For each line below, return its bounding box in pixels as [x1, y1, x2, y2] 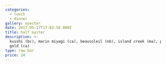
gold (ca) [9, 43, 30, 48]
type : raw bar [5, 48, 35, 53]
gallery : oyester [5, 21, 41, 26]
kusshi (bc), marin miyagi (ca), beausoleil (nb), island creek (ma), [9, 39, 158, 44]
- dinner [9, 16, 28, 21]
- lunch [9, 12, 26, 17]
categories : [5, 7, 30, 12]
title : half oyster [5, 30, 45, 35]
